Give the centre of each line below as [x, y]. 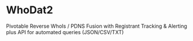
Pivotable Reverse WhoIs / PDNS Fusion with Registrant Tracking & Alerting [96, 26]
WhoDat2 [30, 10]
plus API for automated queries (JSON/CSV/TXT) [65, 32]
